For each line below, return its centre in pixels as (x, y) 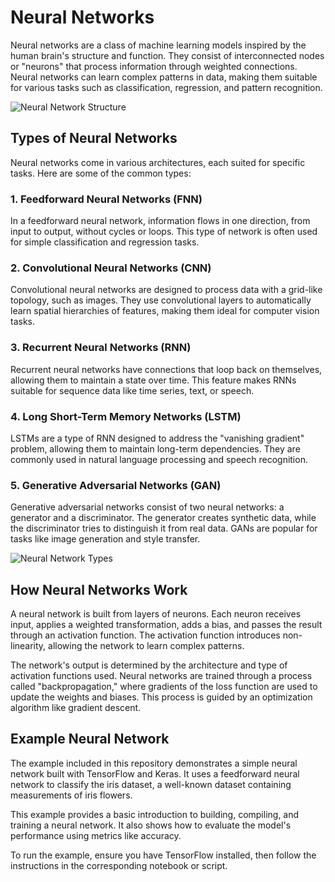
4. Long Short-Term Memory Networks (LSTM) (126, 416)
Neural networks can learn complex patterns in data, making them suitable (164, 77)
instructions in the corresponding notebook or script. (119, 865)
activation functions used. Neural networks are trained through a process (161, 676)
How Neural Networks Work (99, 589)
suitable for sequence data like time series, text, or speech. (132, 390)
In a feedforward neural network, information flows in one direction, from (160, 221)
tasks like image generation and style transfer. (105, 539)
